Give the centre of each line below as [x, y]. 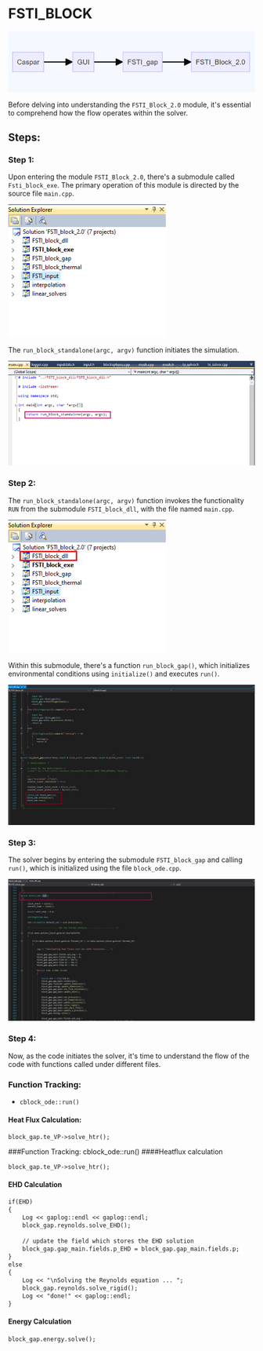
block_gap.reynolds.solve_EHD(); [77, 1225]
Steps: [24, 137]
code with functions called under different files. [85, 1064]
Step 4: [22, 1039]
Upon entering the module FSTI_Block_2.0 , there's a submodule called [121, 177]
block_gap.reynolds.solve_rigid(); [80, 1288]
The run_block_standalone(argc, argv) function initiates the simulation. [124, 350]
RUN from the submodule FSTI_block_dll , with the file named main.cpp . [121, 509]
